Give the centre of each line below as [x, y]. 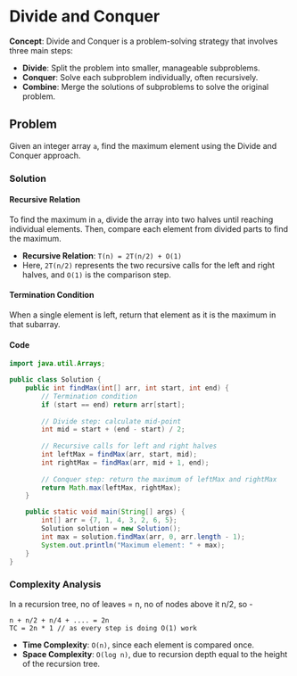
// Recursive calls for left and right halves [129, 446]
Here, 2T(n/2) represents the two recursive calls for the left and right [148, 265]
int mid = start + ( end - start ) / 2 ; [113, 430]
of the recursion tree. [61, 664]
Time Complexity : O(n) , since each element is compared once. [138, 645]
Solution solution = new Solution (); [111, 529]
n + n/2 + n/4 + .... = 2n [59, 620]
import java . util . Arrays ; [57, 364]
